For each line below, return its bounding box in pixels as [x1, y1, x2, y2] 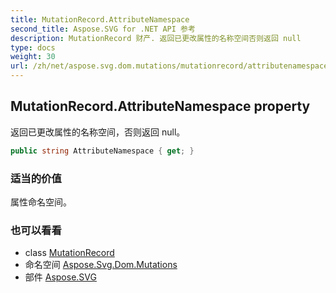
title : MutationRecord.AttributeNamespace [10, 14, 190, 25]
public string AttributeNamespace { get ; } [10, 146, 195, 156]
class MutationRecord [24, 247, 115, 259]
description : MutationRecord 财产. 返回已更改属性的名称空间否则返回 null [10, 33, 302, 43]
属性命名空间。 [10, 196, 72, 208]
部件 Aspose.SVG [24, 271, 97, 283]
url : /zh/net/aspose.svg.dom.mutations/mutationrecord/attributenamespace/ [10, 61, 333, 71]
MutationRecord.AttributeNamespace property [10, 98, 311, 115]
